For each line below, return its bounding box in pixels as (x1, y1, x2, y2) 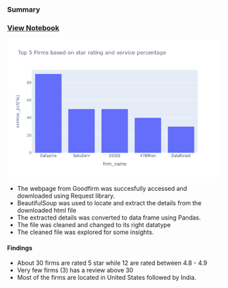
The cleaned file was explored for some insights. (16, 228, 154, 237)
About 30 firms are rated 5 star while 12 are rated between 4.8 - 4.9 (16, 259, 208, 267)
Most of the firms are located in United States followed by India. (16, 274, 197, 282)
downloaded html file (16, 207, 76, 215)
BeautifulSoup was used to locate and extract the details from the (16, 199, 202, 207)
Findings (7, 244, 33, 252)
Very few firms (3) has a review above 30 (16, 266, 134, 274)
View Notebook (7, 23, 59, 32)
